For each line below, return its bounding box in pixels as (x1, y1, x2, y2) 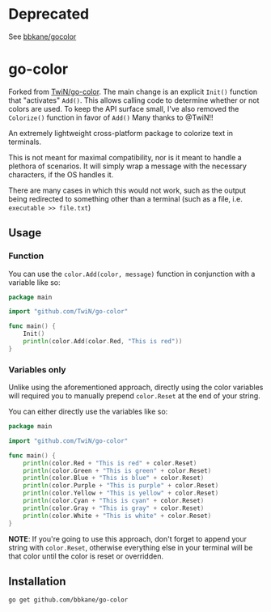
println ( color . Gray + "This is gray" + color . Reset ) (23, 504, 205, 512)
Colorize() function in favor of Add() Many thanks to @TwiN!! (8, 113, 214, 122)
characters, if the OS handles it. (8, 169, 114, 179)
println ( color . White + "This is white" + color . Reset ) (23, 512, 212, 520)
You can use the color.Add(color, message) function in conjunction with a (8, 269, 256, 278)
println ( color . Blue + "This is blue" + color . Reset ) (23, 474, 205, 482)
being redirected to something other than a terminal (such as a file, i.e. (8, 193, 243, 203)
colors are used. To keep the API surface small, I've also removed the (8, 104, 239, 113)
